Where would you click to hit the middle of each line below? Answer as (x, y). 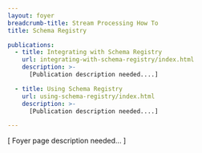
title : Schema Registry (47, 30)
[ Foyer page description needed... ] (67, 141)
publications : (31, 45)
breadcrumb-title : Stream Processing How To (83, 23)
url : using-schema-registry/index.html (89, 96)
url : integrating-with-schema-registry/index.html (108, 60)
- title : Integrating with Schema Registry (88, 53)
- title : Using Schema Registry (69, 88)
